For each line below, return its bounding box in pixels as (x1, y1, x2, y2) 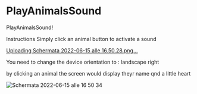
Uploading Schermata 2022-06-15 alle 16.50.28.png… (6, 46, 138, 54)
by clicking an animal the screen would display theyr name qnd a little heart (6, 70, 191, 77)
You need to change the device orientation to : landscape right (6, 58, 160, 65)
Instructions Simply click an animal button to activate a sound (6, 35, 157, 42)
